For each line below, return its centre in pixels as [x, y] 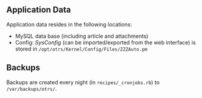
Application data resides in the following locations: [69, 24]
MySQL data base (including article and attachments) [82, 36]
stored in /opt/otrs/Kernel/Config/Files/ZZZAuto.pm [81, 49]
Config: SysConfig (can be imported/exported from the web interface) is [105, 42]
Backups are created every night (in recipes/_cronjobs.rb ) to [83, 82]
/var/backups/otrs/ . [32, 88]
